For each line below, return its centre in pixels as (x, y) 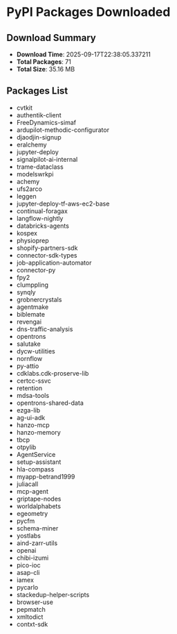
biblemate (31, 314)
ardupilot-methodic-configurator (63, 130)
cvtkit (24, 108)
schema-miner (37, 528)
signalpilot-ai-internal (47, 159)
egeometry (32, 513)
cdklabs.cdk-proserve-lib (53, 373)
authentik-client (39, 115)
